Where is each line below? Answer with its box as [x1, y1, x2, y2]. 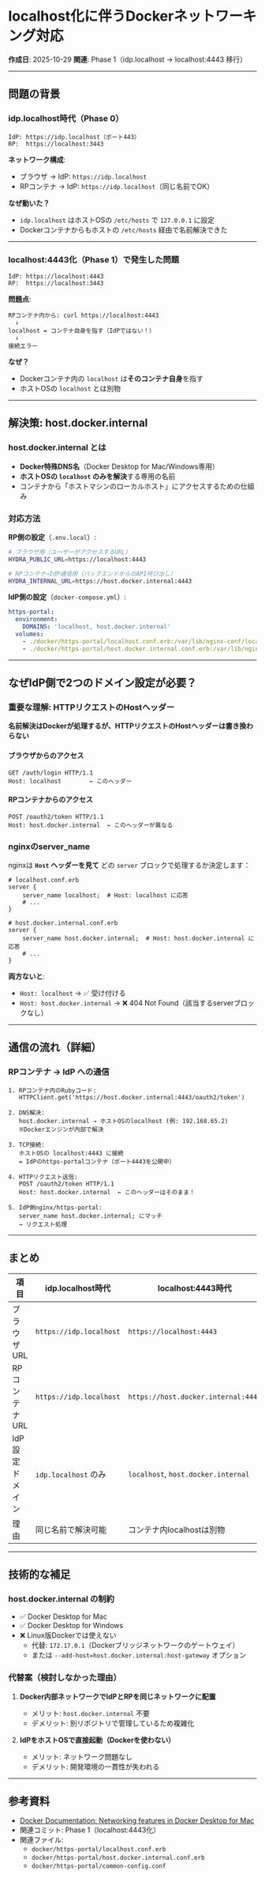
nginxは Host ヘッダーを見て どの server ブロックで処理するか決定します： [8, 861, 251, 870]
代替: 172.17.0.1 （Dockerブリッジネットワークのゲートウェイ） [31, 1641, 240, 1650]
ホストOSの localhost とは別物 [19, 383, 121, 393]
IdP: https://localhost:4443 [8, 272, 104, 281]
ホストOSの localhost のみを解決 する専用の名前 [19, 471, 176, 481]
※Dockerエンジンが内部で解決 [18, 1126, 104, 1133]
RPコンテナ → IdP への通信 [8, 1066, 110, 1077]
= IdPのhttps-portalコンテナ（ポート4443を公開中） [18, 1157, 176, 1166]
